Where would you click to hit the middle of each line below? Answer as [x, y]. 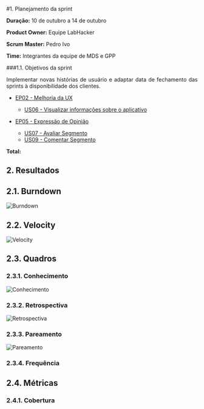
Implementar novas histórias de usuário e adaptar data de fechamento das [102, 79]
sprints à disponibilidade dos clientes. [53, 86]
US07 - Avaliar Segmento [56, 133]
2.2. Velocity [31, 225]
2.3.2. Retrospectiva [37, 305]
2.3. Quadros [31, 259]
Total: [14, 151]
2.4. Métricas [32, 383]
